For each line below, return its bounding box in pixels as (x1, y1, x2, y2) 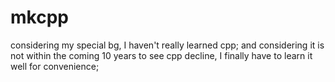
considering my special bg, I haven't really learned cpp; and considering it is (10, 39, 325, 51)
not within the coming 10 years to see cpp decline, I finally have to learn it (10, 49, 313, 61)
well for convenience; (10, 60, 100, 72)
